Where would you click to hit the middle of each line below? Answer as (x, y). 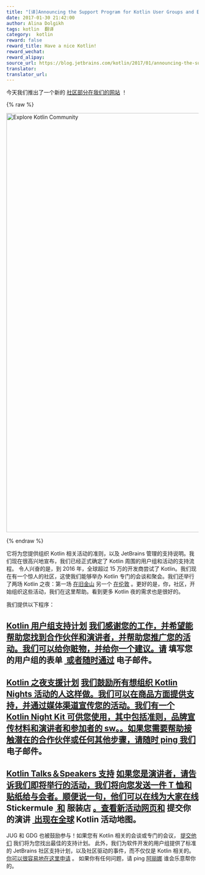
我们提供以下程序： (31, 605)
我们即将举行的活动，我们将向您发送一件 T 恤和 (103, 785)
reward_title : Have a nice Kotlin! (52, 46)
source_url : (21, 63)
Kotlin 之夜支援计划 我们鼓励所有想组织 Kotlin (92, 683)
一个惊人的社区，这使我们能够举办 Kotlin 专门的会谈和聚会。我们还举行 (106, 576)
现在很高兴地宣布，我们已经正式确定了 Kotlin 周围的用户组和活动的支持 (100, 561)
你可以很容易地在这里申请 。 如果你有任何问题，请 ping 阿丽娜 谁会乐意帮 (99, 858)
